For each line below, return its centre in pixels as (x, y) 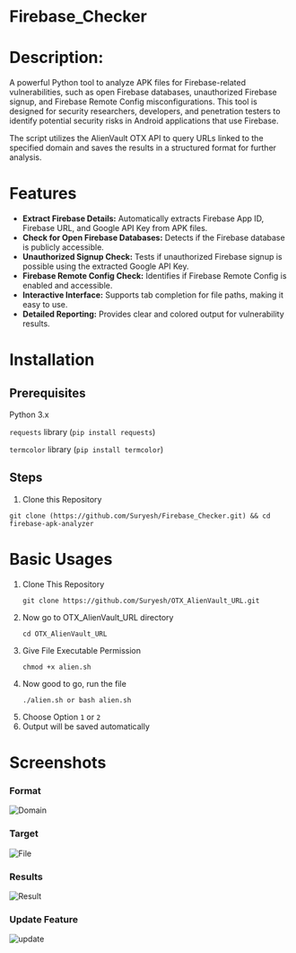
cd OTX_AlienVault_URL (65, 634)
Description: (57, 58)
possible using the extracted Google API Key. (106, 266)
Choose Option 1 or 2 (61, 717)
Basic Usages (61, 560)
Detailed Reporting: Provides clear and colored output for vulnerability (153, 314)
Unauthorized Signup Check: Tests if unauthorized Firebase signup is (152, 257)
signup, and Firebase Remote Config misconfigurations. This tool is (133, 102)
